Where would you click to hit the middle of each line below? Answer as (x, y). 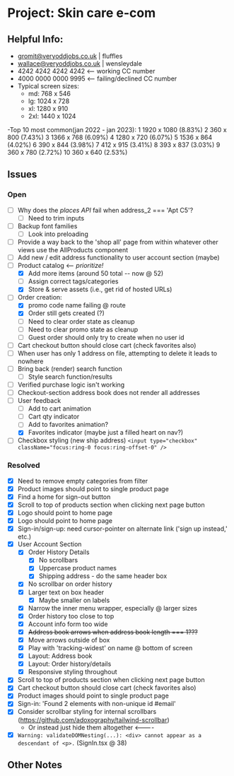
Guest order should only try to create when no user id (106, 337)
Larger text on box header (66, 592)
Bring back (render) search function (70, 368)
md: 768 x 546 (49, 94)
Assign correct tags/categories (73, 281)
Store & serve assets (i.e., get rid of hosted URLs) (100, 289)
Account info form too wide (68, 624)
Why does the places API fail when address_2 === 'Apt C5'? (105, 210)
